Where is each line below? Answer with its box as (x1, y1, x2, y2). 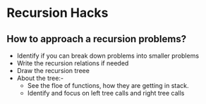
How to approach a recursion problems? (6, 33, 187, 45)
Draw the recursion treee (16, 67, 90, 74)
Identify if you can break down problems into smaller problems (16, 51, 199, 60)
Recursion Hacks (6, 5, 109, 21)
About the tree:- (16, 74, 64, 82)
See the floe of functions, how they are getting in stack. (27, 82, 189, 89)
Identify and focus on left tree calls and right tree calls (27, 89, 185, 97)
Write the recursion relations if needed (16, 59, 129, 67)
